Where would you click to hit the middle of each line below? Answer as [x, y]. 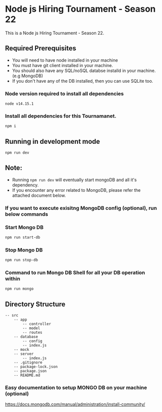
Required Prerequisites [41, 48]
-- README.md [27, 375]
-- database [26, 337]
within [13, 278]
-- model [31, 328]
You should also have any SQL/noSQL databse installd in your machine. [84, 70]
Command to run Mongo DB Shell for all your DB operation [75, 273]
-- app [20, 320]
